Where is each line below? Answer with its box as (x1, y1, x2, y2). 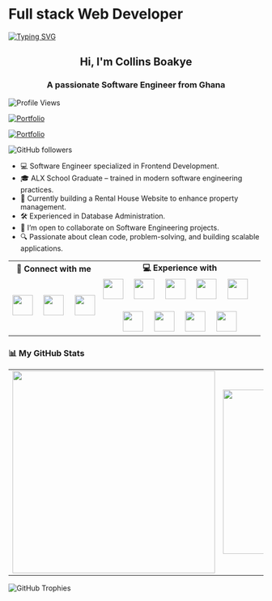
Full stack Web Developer (8, 5, 184, 23)
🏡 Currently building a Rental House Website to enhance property (19, 193, 239, 203)
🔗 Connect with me (15, 264, 91, 275)
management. (19, 201, 67, 211)
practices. (19, 184, 54, 194)
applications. (19, 243, 63, 253)
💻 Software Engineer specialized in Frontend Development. (19, 161, 220, 171)
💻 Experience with (142, 262, 217, 273)
